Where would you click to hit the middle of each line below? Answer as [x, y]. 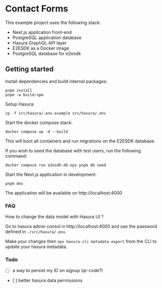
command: [16, 156]
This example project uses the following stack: [53, 22]
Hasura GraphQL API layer [39, 42]
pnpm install [19, 90]
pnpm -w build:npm [24, 95]
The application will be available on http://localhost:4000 [64, 192]
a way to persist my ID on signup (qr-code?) [58, 270]
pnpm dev [14, 183]
